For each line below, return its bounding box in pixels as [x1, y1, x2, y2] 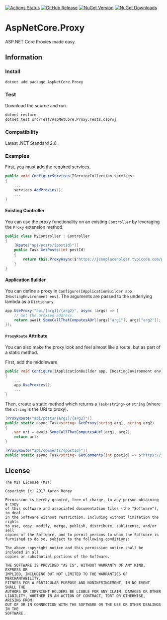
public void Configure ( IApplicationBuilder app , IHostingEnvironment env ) [5, 368, 164, 374]
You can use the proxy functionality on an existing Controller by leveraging [5, 219, 160, 225]
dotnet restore [5, 112, 37, 117]
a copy [5, 502, 19, 507]
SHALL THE [5, 585, 26, 590]
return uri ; [14, 434, 39, 439]
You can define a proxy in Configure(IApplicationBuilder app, [5, 288, 134, 294]
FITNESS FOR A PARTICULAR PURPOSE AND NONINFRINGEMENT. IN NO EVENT [5, 580, 150, 585]
